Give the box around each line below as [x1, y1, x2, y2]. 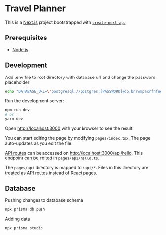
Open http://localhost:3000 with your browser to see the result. [5, 125, 134, 131]
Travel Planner [5, 3, 66, 14]
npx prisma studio [5, 225, 43, 230]
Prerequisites [5, 34, 47, 42]
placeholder [5, 79, 30, 85]
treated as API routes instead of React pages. [5, 170, 97, 176]
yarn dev [5, 117, 23, 121]
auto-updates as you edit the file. [5, 140, 73, 146]
